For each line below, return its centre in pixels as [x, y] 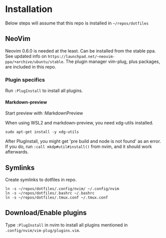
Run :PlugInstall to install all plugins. [44, 90]
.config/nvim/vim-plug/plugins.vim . [43, 230]
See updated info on [26, 56]
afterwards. [17, 152]
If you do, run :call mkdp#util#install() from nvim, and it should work [79, 146]
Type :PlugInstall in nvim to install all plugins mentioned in [67, 225]
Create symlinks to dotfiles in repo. [41, 180]
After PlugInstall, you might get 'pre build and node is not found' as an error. [83, 141]
